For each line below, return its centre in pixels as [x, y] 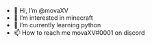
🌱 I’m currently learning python [57, 25]
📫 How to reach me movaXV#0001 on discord [79, 33]
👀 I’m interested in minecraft [53, 18]
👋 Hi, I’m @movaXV [41, 11]
